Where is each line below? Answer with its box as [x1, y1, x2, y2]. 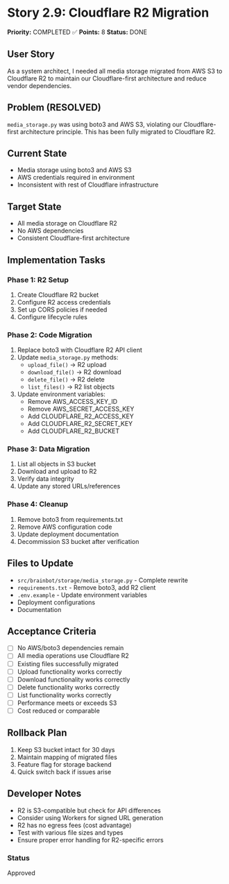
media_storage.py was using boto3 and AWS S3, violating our [7, 120, 183, 128]
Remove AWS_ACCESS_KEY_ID [27, 398, 118, 406]
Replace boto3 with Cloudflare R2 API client [17, 346, 142, 355]
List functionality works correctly [17, 690, 112, 699]
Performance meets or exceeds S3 [17, 699, 117, 707]
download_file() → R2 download [27, 368, 121, 376]
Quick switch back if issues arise [17, 767, 112, 776]
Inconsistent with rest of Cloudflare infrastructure [17, 180, 159, 189]
